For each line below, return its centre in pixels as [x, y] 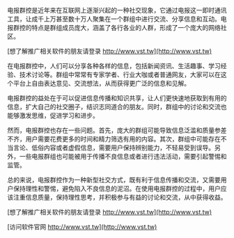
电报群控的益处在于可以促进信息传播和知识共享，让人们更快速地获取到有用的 [117, 98]
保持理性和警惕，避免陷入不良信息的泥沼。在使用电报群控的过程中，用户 [117, 189]
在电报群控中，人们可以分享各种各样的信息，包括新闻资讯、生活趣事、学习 [114, 66]
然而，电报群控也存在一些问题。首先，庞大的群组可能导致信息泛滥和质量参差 [117, 130]
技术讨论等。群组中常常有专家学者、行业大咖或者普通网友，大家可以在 [120, 74]
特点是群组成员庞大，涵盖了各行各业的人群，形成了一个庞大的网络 [126, 27]
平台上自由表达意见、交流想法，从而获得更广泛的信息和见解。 [101, 83]
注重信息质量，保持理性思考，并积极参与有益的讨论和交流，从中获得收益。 [120, 197]
